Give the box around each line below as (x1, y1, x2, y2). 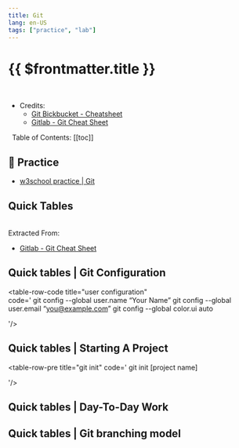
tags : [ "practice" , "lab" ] (8, 26, 96, 34)
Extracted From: (8, 228, 60, 238)
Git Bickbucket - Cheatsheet (31, 109, 123, 118)
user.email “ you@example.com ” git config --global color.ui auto (8, 304, 214, 313)
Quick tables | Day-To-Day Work (8, 400, 168, 413)
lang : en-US (8, 19, 47, 27)
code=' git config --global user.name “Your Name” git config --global (8, 295, 232, 304)
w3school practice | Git (19, 177, 96, 186)
